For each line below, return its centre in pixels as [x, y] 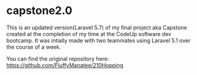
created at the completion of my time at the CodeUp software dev [89, 34]
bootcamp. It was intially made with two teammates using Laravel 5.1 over [99, 40]
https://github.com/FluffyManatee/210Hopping [65, 65]
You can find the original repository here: [58, 59]
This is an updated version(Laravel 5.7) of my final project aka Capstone [97, 27]
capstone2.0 [39, 11]
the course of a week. [34, 47]
